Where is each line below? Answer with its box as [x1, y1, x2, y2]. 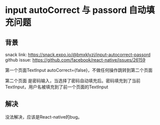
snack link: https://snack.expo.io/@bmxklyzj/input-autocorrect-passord [5, 52, 151, 58]
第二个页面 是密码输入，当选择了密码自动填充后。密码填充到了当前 [5, 78, 141, 83]
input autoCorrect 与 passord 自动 [5, 4, 147, 16]
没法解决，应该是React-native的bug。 [5, 114, 82, 120]
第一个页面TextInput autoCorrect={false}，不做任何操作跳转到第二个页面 [5, 67, 153, 73]
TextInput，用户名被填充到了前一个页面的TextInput [5, 84, 109, 90]
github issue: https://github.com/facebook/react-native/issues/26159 [5, 57, 146, 62]
